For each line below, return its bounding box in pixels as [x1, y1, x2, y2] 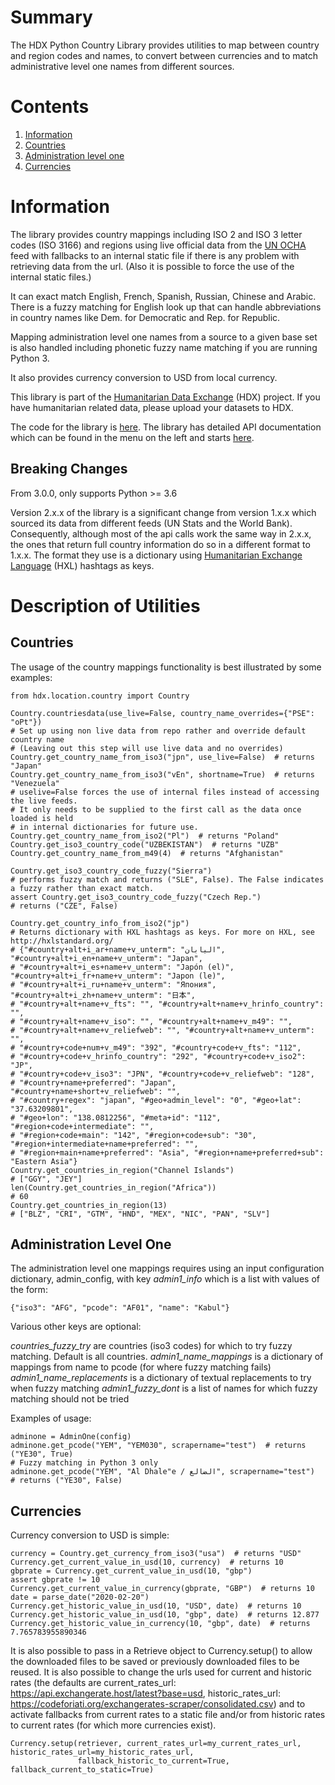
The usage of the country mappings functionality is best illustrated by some [10, 661, 322, 673]
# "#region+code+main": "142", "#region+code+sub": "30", [10, 1130, 257, 1140]
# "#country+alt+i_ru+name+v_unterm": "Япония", [10, 979, 217, 990]
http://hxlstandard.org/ [10, 936, 114, 946]
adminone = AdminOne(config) [10, 1432, 132, 1442]
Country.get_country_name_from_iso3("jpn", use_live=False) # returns [10, 752, 315, 762]
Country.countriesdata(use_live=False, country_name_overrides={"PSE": [10, 708, 315, 718]
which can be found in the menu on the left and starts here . [10, 431, 255, 443]
